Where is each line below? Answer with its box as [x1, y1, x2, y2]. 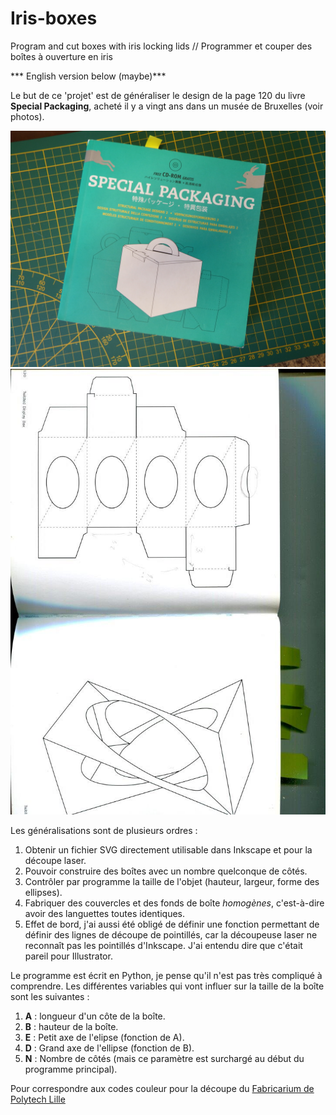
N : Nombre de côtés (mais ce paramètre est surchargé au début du [24, 1052, 305, 1064]
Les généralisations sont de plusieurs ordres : [10, 824, 198, 836]
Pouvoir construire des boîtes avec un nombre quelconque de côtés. [24, 865, 308, 877]
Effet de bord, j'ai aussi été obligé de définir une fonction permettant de [24, 918, 320, 930]
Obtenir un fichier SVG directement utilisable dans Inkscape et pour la [24, 843, 313, 856]
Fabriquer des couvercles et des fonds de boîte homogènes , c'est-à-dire [24, 897, 325, 909]
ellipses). [24, 886, 63, 898]
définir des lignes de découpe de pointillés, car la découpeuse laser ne [24, 928, 318, 941]
